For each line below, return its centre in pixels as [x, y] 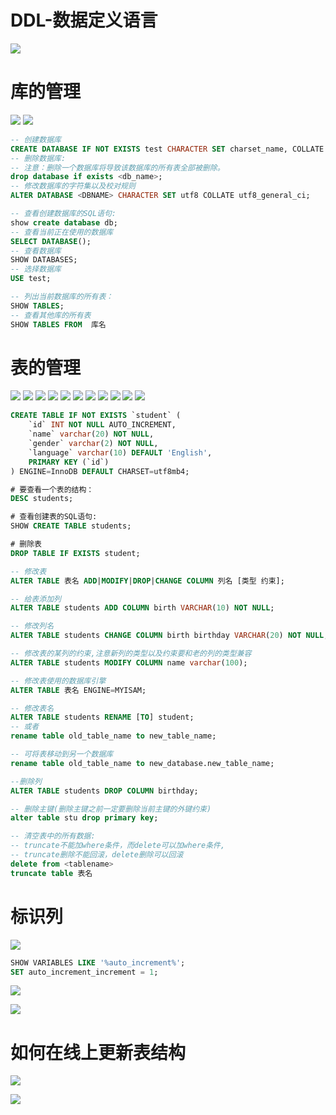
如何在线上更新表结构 [98, 1052]
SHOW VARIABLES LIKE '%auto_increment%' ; [98, 962]
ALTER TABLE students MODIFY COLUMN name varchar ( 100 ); [129, 662]
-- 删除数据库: [38, 158]
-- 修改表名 [32, 708]
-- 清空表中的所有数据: [53, 836]
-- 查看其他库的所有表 [51, 315]
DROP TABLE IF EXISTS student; [75, 553]
